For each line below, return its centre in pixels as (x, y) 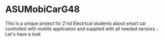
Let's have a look (23, 34)
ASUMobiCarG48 (43, 9)
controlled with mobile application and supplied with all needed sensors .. (82, 28)
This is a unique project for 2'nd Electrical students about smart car (76, 23)
